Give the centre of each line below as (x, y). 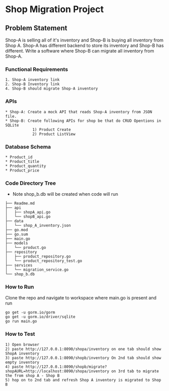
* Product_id (19, 157)
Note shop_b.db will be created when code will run (65, 194)
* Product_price (22, 170)
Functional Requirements (37, 69)
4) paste (14, 367)
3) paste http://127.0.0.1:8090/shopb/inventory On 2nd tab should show (83, 358)
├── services (19, 266)
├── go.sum (17, 234)
